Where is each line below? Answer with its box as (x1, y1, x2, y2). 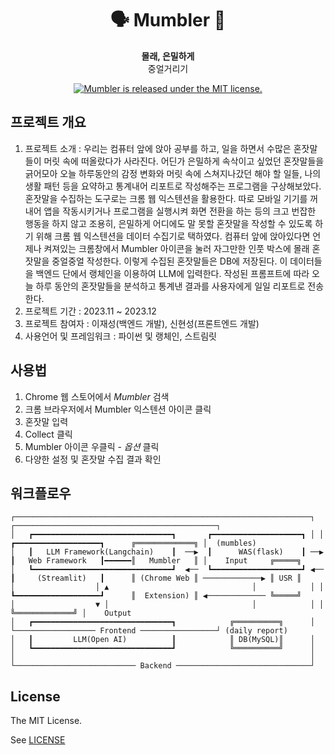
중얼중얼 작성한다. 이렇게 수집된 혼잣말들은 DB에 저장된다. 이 (51, 255, 288, 267)
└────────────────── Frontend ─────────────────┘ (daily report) (10, 626, 288, 636)
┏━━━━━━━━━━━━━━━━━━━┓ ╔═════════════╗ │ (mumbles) (10, 538, 257, 549)
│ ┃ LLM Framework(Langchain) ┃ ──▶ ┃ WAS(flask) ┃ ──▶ (10, 547, 325, 557)
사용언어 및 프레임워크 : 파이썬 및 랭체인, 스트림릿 (24, 330, 217, 342)
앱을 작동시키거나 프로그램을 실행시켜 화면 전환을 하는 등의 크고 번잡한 (43, 205, 317, 217)
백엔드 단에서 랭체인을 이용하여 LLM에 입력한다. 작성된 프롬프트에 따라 (35, 267, 310, 279)
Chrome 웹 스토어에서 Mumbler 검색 (24, 390, 170, 402)
